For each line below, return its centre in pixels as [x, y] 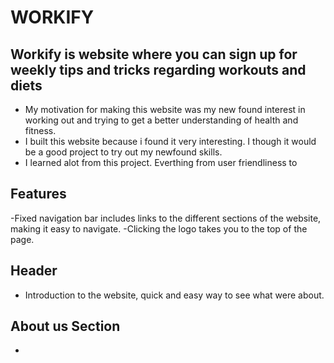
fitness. [40, 130]
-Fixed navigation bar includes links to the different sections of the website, [166, 218]
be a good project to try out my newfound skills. [123, 152]
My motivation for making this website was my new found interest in [165, 109]
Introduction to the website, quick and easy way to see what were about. [174, 295]
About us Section [65, 326]
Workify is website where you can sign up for [154, 54]
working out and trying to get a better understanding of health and [161, 120]
